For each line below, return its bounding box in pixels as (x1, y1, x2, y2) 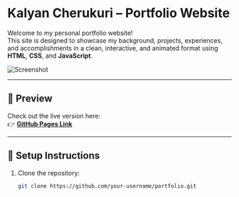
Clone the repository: (17, 168, 80, 177)
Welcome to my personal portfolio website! (7, 29, 133, 37)
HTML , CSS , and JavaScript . (7, 51, 93, 60)
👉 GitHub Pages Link (7, 119, 73, 128)
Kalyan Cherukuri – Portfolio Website (7, 5, 230, 21)
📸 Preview (7, 93, 53, 105)
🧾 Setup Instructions (7, 150, 100, 162)
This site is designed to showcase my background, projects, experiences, (7, 36, 223, 44)
